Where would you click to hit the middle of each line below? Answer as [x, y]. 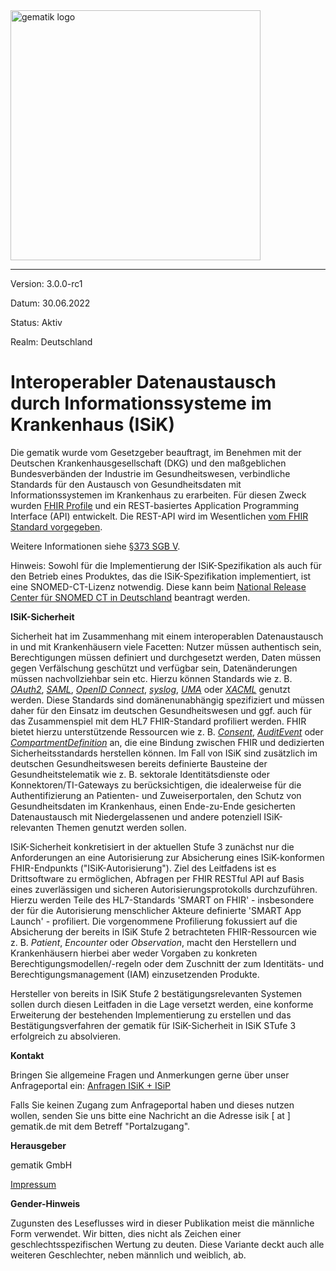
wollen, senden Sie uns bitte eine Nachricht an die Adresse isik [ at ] [150, 1115]
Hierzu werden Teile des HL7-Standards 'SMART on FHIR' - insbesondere [162, 900]
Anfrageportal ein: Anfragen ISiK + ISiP [91, 1085]
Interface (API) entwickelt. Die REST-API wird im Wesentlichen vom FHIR [159, 516]
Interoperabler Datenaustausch [143, 382]
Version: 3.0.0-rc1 [46, 283]
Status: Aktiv [36, 322]
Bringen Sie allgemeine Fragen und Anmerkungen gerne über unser [150, 1075]
